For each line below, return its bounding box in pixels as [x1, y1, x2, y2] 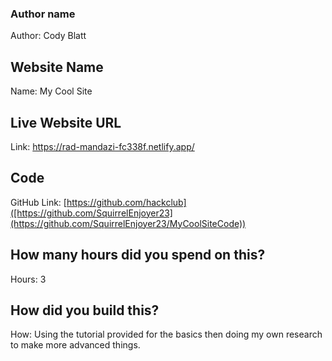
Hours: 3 [10, 273, 47, 285]
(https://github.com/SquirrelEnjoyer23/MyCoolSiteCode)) [10, 217, 247, 229]
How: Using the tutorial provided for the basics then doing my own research [10, 328, 323, 341]
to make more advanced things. [10, 339, 141, 351]
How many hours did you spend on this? [10, 247, 266, 264]
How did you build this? [10, 302, 160, 319]
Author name [10, 7, 76, 21]
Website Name [10, 58, 104, 76]
